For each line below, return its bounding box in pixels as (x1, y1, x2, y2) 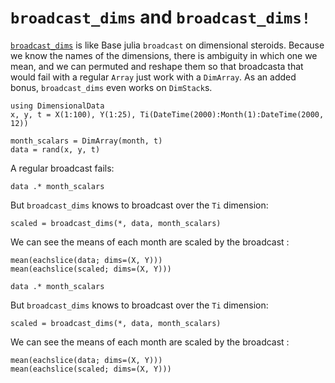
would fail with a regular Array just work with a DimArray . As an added (10, 71, 297, 83)
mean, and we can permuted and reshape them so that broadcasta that (10, 60, 304, 72)
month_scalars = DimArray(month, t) (10, 136, 163, 146)
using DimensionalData (10, 101, 105, 111)
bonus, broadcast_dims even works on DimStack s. (10, 81, 213, 93)
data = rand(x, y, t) (10, 144, 101, 155)
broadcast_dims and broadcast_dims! (10, 6, 312, 29)
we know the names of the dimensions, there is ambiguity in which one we (10, 49, 318, 61)
